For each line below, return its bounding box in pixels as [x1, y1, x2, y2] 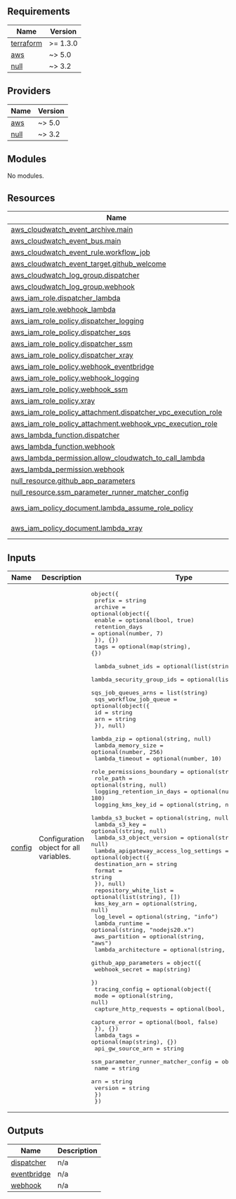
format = [94, 867, 123, 874]
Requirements [7, 6, 70, 18]
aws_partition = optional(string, [94, 933, 205, 940]
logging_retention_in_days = [94, 788, 188, 796]
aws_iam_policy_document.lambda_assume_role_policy [11, 503, 193, 513]
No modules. [7, 171, 44, 180]
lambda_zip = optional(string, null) [91, 735, 212, 743]
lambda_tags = [94, 1032, 140, 1039]
